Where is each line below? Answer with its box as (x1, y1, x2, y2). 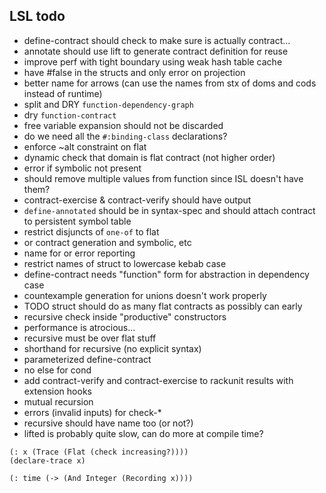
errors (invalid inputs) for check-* (23, 406, 162, 418)
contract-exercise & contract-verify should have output (23, 194, 252, 206)
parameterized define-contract (23, 353, 152, 365)
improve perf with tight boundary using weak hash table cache (23, 55, 283, 68)
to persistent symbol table (23, 215, 132, 227)
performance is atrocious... (23, 321, 136, 333)
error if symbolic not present (23, 162, 142, 174)
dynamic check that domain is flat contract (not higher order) (23, 151, 276, 163)
